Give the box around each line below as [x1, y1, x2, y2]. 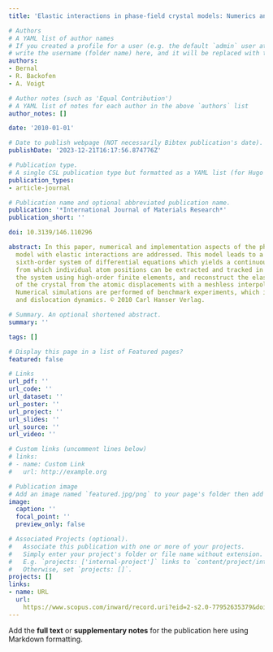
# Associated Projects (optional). [8, 535, 129, 543]
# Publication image [8, 482, 79, 491]
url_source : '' [8, 422, 60, 431]
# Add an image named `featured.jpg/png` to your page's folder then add [8, 490, 264, 498]
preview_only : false [15, 520, 85, 529]
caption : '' [15, 505, 57, 514]
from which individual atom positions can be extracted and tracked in [15, 265, 264, 273]
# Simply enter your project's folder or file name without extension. [8, 550, 264, 558]
